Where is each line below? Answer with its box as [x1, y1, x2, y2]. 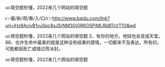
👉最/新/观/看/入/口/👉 [5, 15, 53, 21]
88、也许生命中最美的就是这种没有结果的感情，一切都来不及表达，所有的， [5, 40, 162, 45]
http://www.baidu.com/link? [52, 15, 110, 21]
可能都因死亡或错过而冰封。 [5, 46, 63, 52]
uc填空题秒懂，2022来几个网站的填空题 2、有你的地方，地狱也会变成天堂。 [5, 33, 163, 39]
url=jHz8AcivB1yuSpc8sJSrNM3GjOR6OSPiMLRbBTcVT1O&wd [5, 22, 136, 28]
